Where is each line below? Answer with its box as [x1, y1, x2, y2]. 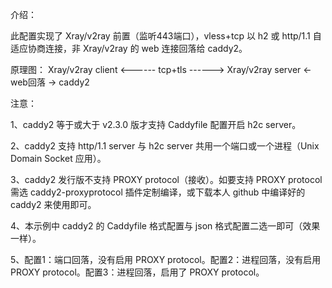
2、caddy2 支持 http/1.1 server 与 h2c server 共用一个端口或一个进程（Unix [10, 140, 320, 152]
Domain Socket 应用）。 [10, 153, 107, 164]
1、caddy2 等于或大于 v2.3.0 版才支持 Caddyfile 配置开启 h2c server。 [10, 119, 302, 130]
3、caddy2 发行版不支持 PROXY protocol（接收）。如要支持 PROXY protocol [10, 174, 323, 185]
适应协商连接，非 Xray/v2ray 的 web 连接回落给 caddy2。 [10, 43, 248, 54]
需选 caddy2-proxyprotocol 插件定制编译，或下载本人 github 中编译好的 [10, 186, 306, 198]
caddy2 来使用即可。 [10, 199, 97, 210]
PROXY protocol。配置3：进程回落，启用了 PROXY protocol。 [10, 266, 265, 278]
